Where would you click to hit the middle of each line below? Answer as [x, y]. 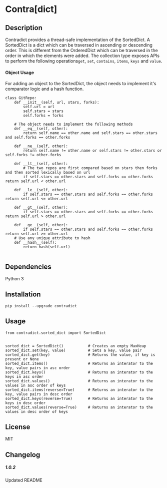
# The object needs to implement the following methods [74, 124]
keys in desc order [25, 403]
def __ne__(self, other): [41, 146]
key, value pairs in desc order [39, 394]
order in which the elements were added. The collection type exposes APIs [82, 56]
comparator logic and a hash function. [44, 89]
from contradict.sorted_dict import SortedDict [56, 333]
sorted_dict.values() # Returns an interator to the [79, 381]
